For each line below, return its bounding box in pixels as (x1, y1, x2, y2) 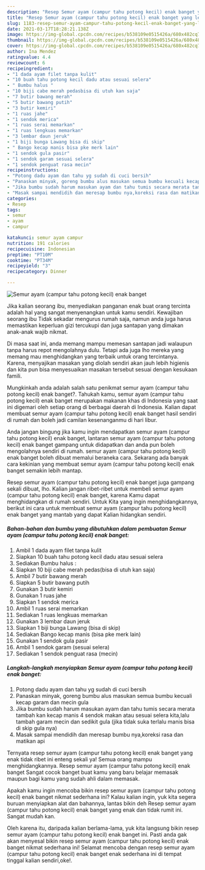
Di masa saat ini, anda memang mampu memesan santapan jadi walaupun (7, 340, 192, 347)
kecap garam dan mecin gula (15, 699, 89, 706)
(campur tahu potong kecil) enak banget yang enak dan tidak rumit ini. (7, 806, 183, 813)
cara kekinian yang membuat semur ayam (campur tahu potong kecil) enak (7, 460, 195, 468)
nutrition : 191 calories (7, 240, 70, 246)
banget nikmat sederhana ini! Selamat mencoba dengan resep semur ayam (7, 843, 195, 851)
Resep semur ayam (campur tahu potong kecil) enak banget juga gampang (7, 478, 195, 486)
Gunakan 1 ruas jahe (15, 592, 67, 599)
